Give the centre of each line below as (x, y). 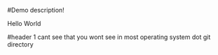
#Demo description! (36, 10)
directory (20, 44)
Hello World (24, 23)
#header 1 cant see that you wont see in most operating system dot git (109, 37)
